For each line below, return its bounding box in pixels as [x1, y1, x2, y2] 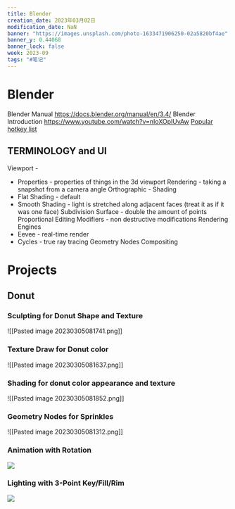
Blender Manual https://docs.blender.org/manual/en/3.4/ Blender [7, 110, 196, 118]
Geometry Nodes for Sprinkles [7, 411, 114, 421]
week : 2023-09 [7, 50, 49, 57]
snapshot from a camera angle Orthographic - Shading [17, 184, 177, 194]
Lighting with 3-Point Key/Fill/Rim [7, 478, 125, 488]
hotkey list [7, 125, 37, 133]
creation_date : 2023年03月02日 [7, 17, 96, 24]
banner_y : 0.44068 [7, 37, 61, 44]
